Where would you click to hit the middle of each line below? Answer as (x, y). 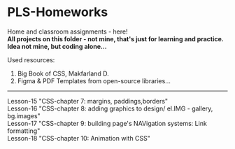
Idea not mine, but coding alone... (57, 46)
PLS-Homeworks (58, 12)
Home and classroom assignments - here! (67, 31)
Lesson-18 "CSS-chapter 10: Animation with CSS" (79, 138)
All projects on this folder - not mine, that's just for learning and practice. (115, 38)
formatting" (24, 131)
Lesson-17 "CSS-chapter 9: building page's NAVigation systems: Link (107, 123)
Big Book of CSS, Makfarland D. (63, 73)
